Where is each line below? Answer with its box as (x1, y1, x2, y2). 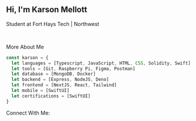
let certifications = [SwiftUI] (11, 93, 91, 99)
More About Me (6, 43, 44, 50)
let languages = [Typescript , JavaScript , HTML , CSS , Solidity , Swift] (11, 60, 191, 66)
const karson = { (6, 54, 49, 61)
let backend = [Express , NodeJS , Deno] (11, 77, 109, 83)
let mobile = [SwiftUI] (11, 88, 69, 94)
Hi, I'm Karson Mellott (6, 5, 87, 15)
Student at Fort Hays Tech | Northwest (6, 20, 99, 27)
